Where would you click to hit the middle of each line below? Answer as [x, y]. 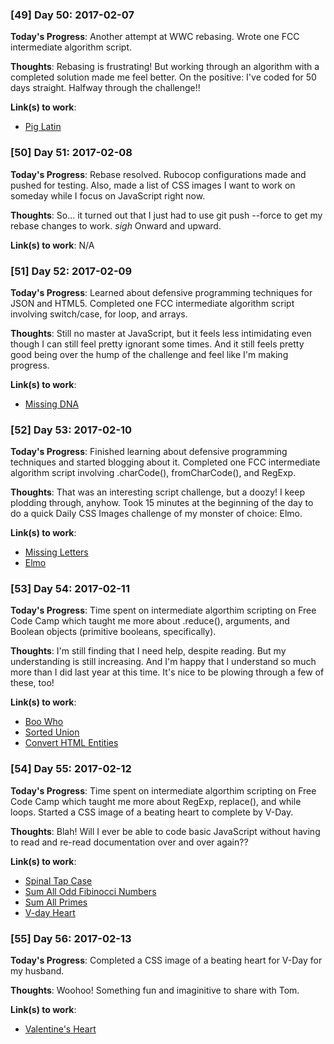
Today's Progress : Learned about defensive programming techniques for [161, 292]
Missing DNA [52, 404]
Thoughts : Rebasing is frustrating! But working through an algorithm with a [165, 67]
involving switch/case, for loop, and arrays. [99, 314]
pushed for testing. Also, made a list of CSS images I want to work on [153, 185]
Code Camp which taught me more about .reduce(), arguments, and [150, 621]
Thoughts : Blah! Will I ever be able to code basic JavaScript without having [165, 831]
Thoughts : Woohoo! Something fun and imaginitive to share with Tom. [155, 990]
